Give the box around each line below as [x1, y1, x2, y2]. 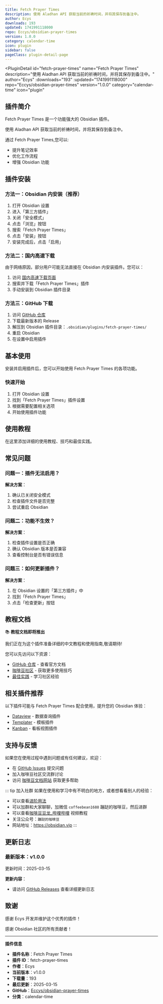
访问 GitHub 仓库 [12, 312, 46, 318]
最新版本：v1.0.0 [5, 853, 45, 860]
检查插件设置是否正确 [12, 540, 55, 546]
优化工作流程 [12, 153, 38, 159]
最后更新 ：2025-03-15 [12, 981, 58, 987]
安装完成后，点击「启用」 [12, 239, 64, 245]
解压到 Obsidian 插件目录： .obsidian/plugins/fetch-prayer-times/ [12, 324, 147, 330]
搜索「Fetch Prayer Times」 [12, 227, 68, 233]
